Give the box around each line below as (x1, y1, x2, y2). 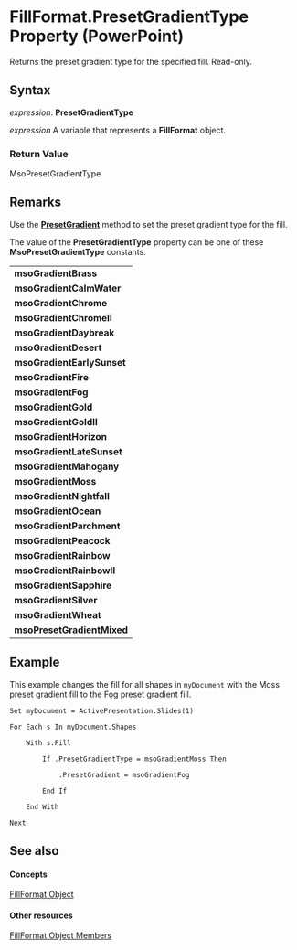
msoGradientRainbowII (14, 564, 116, 577)
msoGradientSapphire (14, 579, 112, 592)
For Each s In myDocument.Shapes (9, 722, 137, 731)
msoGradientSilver (14, 593, 98, 606)
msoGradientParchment (14, 519, 121, 532)
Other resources (9, 910, 73, 921)
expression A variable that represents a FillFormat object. (9, 124, 227, 135)
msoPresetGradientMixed (14, 624, 128, 636)
